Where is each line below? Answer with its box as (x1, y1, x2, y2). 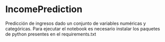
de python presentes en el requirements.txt (5, 31, 97, 37)
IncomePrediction (5, 4, 83, 15)
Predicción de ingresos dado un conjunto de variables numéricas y (5, 20, 146, 26)
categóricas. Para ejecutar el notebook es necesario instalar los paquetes (5, 25, 160, 31)
